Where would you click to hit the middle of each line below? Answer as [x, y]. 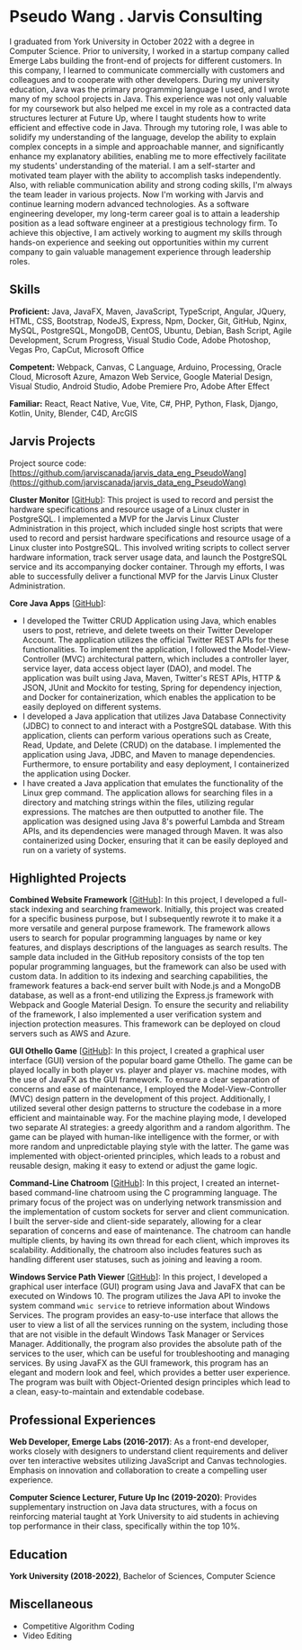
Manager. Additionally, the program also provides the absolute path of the [146, 1344]
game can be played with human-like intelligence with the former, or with [144, 1137]
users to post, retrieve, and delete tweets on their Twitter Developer [147, 630]
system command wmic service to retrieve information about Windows [140, 1305]
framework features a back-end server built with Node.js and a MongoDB [145, 986]
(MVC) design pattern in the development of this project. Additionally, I [140, 1099]
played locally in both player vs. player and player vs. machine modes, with [148, 1070]
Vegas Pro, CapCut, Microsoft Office [77, 349]
